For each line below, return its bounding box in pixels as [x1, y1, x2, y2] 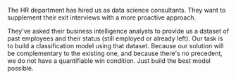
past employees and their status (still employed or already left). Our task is [7, 34, 223, 43]
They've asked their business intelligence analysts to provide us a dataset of [7, 27, 230, 35]
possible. [7, 64, 34, 72]
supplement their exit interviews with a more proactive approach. [7, 13, 196, 22]
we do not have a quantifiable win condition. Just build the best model [7, 57, 211, 65]
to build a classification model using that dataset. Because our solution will [7, 42, 224, 50]
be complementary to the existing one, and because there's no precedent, [7, 49, 223, 57]
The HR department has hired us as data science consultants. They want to [7, 6, 226, 14]
